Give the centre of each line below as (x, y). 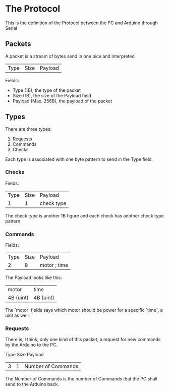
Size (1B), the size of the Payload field (52, 95)
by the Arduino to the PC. (32, 345)
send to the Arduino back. (32, 384)
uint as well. (18, 315)
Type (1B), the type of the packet (47, 90)
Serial (11, 28)
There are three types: (29, 129)
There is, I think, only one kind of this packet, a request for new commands (83, 340)
